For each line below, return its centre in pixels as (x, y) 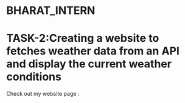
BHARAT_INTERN (51, 11)
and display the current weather (89, 64)
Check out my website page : (43, 94)
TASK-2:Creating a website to (83, 38)
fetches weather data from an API (93, 51)
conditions (34, 77)
